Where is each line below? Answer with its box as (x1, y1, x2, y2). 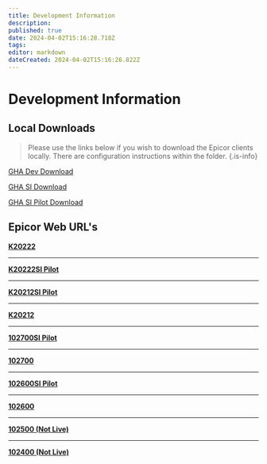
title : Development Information (8, 11, 115, 20)
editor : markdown (8, 48, 66, 56)
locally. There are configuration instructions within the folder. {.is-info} (27, 151, 258, 160)
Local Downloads (8, 122, 95, 135)
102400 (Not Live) (8, 447, 70, 457)
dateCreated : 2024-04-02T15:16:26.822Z (8, 56, 141, 64)
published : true (8, 26, 62, 34)
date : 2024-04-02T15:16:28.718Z (8, 33, 115, 42)
